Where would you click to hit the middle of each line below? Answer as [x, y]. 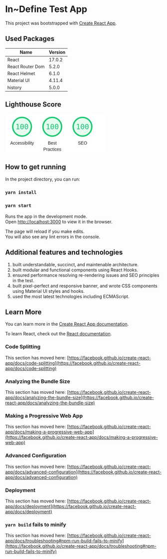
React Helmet [21, 73]
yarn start [18, 206]
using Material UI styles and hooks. [48, 291]
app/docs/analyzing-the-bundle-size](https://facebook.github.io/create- [80, 398]
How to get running [36, 167]
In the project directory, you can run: [43, 179]
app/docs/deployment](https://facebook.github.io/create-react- [71, 506]
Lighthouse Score [33, 104]
